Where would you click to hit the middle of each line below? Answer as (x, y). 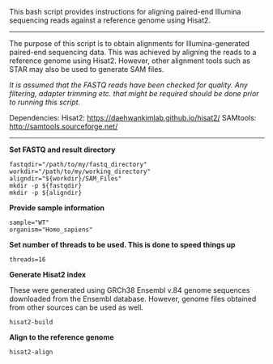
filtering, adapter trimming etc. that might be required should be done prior (134, 93)
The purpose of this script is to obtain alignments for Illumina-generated (130, 43)
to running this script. (45, 102)
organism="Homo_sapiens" (51, 230)
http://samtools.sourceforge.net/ (64, 126)
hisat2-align (31, 352)
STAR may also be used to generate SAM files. (87, 69)
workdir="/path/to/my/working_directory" (80, 171)
